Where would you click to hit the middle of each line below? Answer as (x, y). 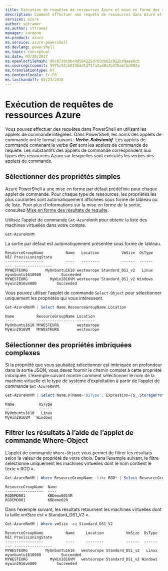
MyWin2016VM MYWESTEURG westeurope (52, 330)
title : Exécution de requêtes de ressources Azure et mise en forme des (82, 10)
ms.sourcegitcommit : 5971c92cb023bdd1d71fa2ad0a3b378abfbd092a (72, 66)
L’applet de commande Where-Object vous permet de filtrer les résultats (79, 453)
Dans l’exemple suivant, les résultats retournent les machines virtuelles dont (83, 509)
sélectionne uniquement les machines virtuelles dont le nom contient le (78, 463)
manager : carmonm (23, 33)
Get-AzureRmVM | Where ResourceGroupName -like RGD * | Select (71, 478)
